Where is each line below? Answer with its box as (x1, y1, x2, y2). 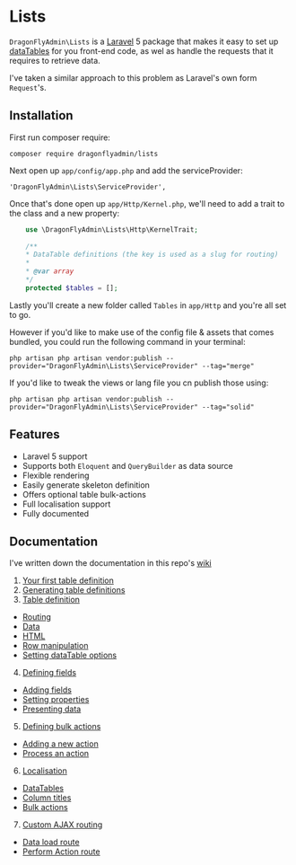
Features (9, 427, 60, 442)
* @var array (25, 267, 74, 276)
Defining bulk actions (22, 721, 101, 732)
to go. (9, 309, 31, 320)
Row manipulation (22, 640, 89, 651)
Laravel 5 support (22, 451, 88, 462)
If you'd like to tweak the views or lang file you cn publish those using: (9, 377, 269, 388)
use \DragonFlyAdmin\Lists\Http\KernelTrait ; (25, 225, 199, 234)
